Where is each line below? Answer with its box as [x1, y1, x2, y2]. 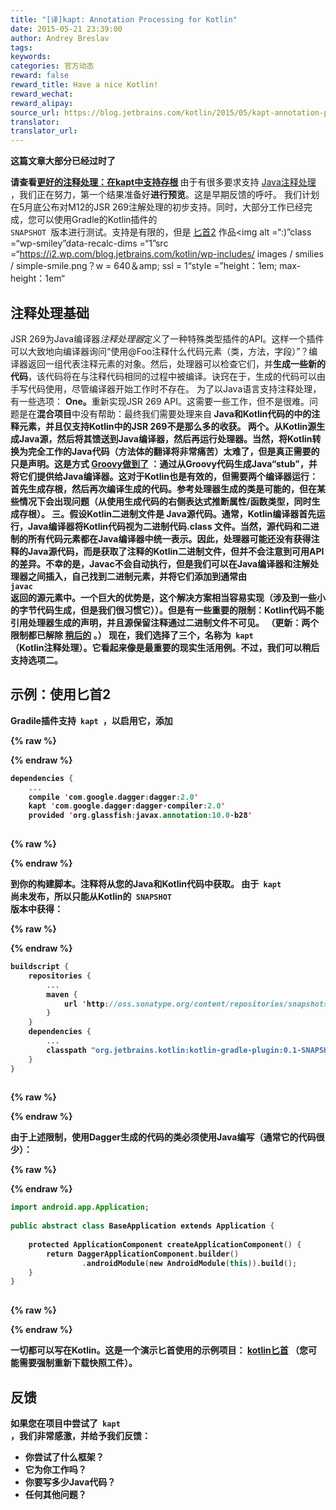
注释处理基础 [10, 304, 90, 321]
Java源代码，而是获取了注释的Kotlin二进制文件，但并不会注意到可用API [27, 545, 325, 557]
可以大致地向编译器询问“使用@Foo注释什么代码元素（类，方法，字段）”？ [10, 345, 310, 357]
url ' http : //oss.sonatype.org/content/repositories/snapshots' [63, 999, 333, 1009]
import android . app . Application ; [10, 1202, 150, 1213]
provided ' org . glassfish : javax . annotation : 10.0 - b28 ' [28, 811, 253, 821]
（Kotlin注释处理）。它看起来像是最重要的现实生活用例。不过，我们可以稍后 [10, 641, 320, 653]
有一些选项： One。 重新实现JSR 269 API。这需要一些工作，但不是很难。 [10, 395, 310, 407]
